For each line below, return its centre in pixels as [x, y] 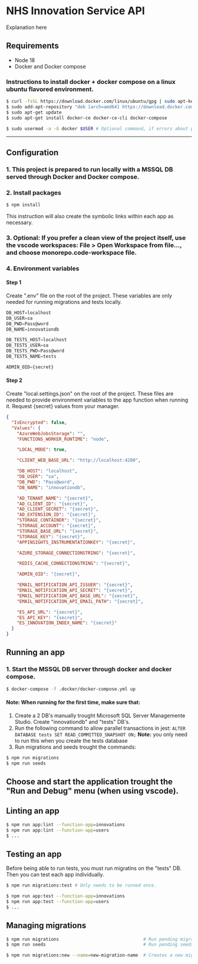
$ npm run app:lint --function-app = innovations [66, 824]
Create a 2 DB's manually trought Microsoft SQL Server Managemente [100, 715]
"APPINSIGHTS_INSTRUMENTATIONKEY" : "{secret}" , [76, 542]
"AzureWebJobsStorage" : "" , [51, 434]
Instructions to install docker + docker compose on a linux [91, 82]
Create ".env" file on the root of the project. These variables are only [89, 295]
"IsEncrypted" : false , [39, 422]
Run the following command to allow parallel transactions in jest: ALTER [100, 728]
